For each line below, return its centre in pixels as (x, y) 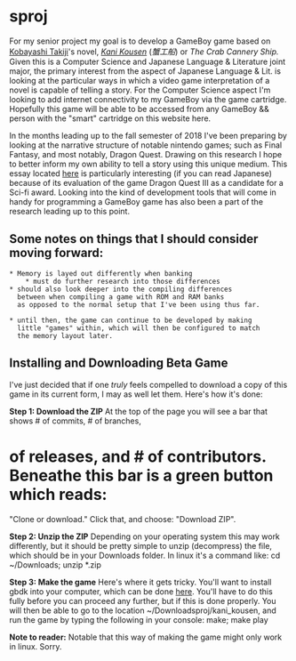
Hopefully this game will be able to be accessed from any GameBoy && (139, 109)
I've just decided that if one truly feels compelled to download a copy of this (148, 384)
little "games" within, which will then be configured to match (139, 328)
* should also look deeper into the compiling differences (121, 289)
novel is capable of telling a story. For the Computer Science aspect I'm (140, 90)
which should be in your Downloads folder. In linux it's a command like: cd (145, 555)
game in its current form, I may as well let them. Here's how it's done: (136, 394)
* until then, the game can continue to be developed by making (131, 320)
